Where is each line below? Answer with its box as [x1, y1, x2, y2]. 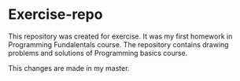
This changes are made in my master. [8, 63, 130, 72]
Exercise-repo [8, 6, 103, 24]
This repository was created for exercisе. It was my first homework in [8, 31, 233, 41]
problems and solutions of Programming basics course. [8, 48, 188, 57]
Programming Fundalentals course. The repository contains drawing [8, 39, 230, 49]
